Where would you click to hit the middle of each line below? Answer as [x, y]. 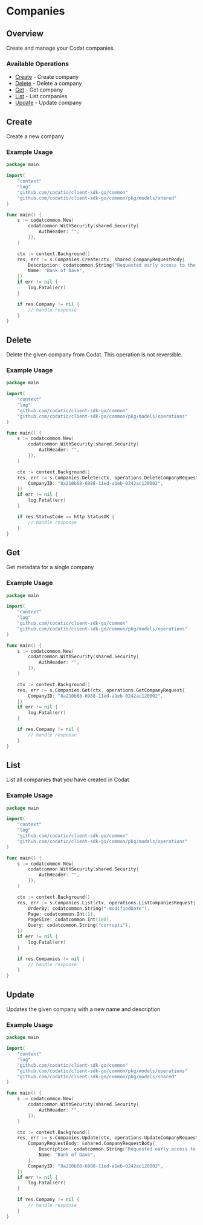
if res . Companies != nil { [51, 959]
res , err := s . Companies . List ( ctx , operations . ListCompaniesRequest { [107, 903]
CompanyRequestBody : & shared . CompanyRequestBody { [92, 1144]
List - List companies [41, 96]
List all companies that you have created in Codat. [69, 779]
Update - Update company [48, 103]
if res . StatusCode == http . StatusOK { [66, 516]
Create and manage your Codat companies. [61, 48]
